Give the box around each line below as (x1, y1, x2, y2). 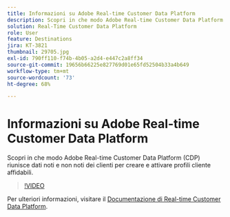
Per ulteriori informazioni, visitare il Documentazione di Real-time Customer (7, 195, 221, 203)
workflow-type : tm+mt (7, 68, 70, 74)
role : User (7, 29, 39, 37)
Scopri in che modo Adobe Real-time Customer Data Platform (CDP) (7, 154, 201, 162)
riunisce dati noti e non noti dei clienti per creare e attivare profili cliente (7, 161, 211, 169)
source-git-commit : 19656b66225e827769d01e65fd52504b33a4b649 (7, 61, 189, 68)
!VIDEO (23, 182, 45, 190)
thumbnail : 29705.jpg (7, 49, 70, 56)
